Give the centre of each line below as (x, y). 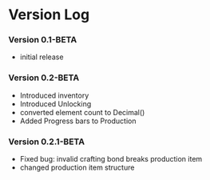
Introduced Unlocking (55, 104)
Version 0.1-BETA (43, 40)
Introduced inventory (54, 95)
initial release (42, 57)
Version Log (49, 15)
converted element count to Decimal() (82, 112)
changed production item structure (77, 168)
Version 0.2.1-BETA (47, 142)
